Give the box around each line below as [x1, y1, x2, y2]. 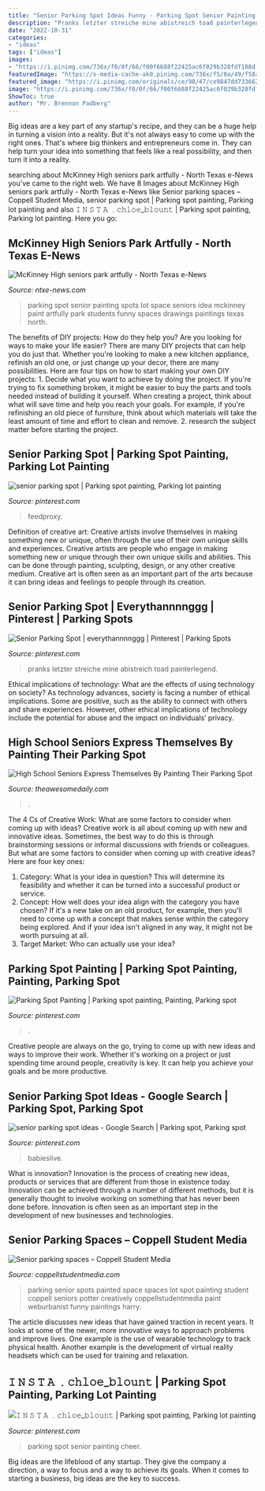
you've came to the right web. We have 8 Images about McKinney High [8, 178, 239, 188]
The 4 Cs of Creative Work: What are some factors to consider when [8, 815, 231, 824]
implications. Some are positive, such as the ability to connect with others [8, 696, 248, 705]
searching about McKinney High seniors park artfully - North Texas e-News [8, 171, 254, 180]
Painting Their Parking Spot [8, 748, 146, 761]
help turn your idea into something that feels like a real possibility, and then [8, 147, 252, 156]
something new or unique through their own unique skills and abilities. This [8, 552, 252, 561]
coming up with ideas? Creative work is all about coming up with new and [8, 823, 248, 833]
